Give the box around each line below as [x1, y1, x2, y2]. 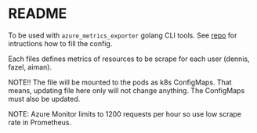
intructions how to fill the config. [8, 38, 113, 48]
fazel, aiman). [8, 62, 52, 71]
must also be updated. [8, 94, 81, 103]
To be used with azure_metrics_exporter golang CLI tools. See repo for [8, 31, 237, 40]
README [8, 5, 67, 23]
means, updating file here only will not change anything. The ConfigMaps [8, 85, 245, 95]
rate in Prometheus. [8, 117, 72, 127]
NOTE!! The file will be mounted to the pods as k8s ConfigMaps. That [8, 77, 233, 87]
